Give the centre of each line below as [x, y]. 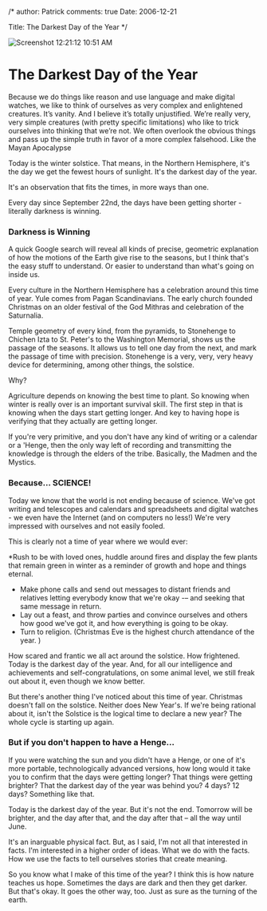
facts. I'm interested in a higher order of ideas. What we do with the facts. [129, 850]
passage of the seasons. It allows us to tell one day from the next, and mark [133, 348]
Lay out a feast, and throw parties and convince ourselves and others [134, 615]
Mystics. [22, 462]
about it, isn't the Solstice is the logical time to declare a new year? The [125, 713]
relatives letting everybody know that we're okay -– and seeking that [132, 597]
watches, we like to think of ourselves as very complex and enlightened [126, 105]
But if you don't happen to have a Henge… [92, 743]
